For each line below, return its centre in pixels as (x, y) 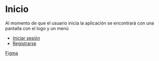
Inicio (17, 9)
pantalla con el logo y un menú (37, 28)
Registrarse (24, 43)
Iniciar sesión (26, 38)
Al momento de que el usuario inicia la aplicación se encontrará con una (80, 23)
